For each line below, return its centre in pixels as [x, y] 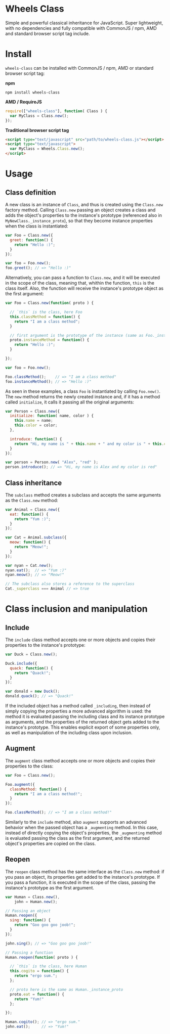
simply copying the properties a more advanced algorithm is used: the [78, 711]
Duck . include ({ [21, 663]
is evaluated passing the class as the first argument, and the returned [78, 838]
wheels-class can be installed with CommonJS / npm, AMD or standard [79, 68]
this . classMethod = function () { [45, 317]
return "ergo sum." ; [36, 976]
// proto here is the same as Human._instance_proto [67, 990]
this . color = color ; [36, 425]
